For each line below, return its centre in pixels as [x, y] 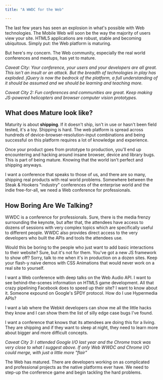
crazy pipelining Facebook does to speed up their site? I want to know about [81, 288]
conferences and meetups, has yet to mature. [50, 58]
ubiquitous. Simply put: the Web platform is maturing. [58, 43]
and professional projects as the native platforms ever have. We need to [77, 367]
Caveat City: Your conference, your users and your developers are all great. [81, 67]
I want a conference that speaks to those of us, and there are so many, [76, 175]
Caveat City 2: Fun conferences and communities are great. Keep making [79, 92]
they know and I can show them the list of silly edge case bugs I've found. [79, 313]
